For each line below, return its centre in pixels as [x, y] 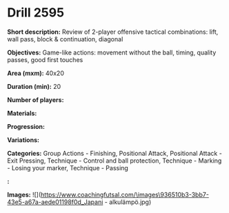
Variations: [23, 140]
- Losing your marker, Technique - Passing [68, 168]
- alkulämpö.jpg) [128, 202]
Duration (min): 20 [34, 86]
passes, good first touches [45, 59]
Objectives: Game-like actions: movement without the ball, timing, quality [112, 52]
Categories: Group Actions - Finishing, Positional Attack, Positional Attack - [114, 153]
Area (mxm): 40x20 [36, 73]
